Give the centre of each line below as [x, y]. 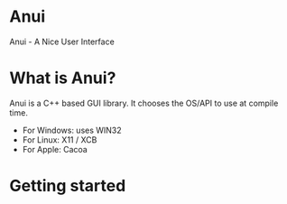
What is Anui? [63, 78]
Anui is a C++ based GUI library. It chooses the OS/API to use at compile [144, 103]
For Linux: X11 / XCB [60, 139]
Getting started [68, 186]
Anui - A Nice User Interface [62, 42]
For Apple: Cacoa [55, 149]
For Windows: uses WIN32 [72, 130]
